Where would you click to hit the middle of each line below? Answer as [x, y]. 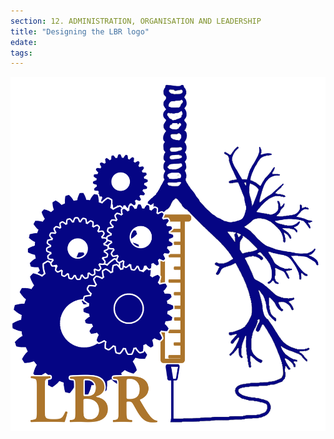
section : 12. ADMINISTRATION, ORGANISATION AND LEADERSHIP [136, 21]
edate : [24, 42]
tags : [21, 53]
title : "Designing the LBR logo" [80, 31]
